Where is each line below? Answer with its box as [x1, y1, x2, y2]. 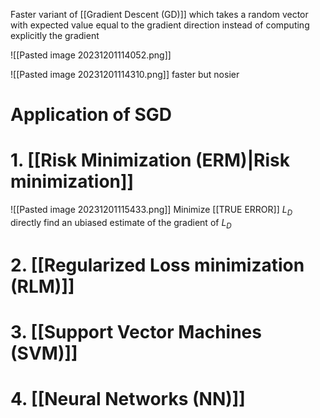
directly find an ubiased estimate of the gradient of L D [10, 216, 232, 231]
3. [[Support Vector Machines [10, 321, 262, 344]
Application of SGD [10, 104, 172, 126]
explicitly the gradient [10, 30, 100, 41]
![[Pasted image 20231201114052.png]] [10, 49, 172, 61]
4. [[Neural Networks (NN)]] [10, 388, 246, 411]
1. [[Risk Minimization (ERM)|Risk [10, 149, 290, 172]
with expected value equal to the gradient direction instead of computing [10, 19, 310, 31]
